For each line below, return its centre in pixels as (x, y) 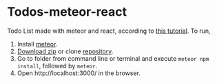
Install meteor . (37, 44)
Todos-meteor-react (67, 12)
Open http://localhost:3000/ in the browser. (79, 73)
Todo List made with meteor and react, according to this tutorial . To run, (109, 31)
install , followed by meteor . (57, 66)
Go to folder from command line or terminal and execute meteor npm (113, 58)
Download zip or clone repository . (65, 51)
